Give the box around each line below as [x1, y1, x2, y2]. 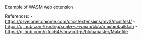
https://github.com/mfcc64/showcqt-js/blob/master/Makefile [5, 29, 128, 34]
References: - [5, 13, 33, 19]
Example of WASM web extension [5, 4, 73, 10]
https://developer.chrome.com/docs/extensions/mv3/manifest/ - [5, 19, 136, 24]
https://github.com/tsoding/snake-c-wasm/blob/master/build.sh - [5, 24, 138, 29]
